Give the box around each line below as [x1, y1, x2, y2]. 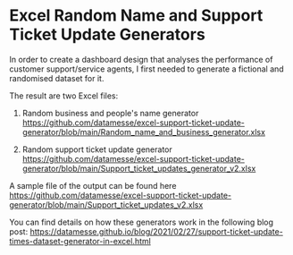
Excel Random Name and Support [9, 5, 264, 26]
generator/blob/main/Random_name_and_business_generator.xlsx [21, 126, 266, 137]
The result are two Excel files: [9, 90, 119, 101]
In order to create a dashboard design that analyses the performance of [9, 54, 273, 64]
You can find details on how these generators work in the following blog [9, 217, 274, 227]
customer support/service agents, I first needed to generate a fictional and [9, 64, 284, 74]
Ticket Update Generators [9, 24, 205, 45]
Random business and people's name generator [21, 107, 199, 118]
